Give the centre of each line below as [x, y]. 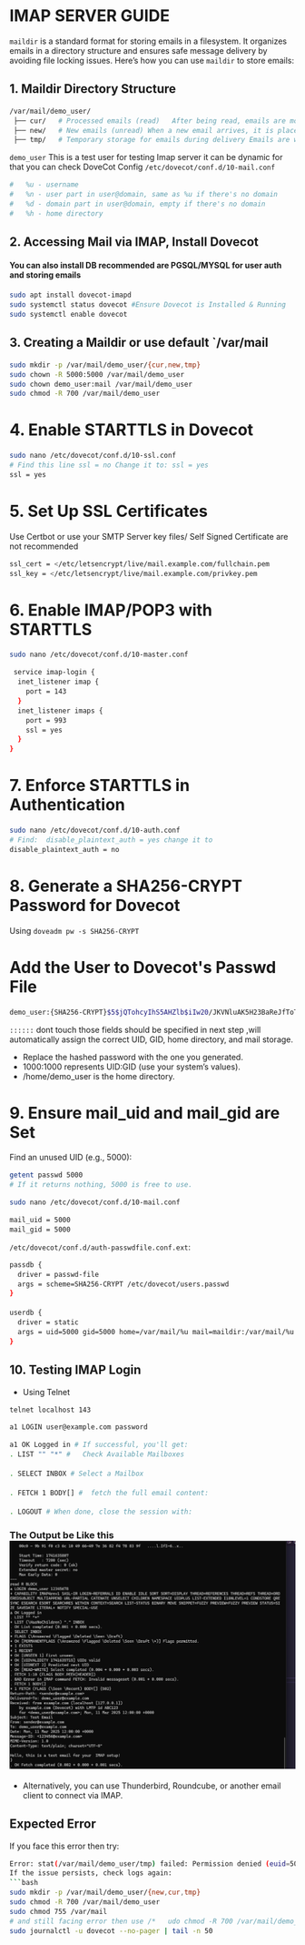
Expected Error [53, 1824]
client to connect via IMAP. [73, 1795]
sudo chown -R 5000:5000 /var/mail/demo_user [97, 374]
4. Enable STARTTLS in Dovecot [132, 430]
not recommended [44, 546]
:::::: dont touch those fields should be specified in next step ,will [135, 1029]
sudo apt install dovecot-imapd [70, 295]
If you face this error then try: [64, 1846]
